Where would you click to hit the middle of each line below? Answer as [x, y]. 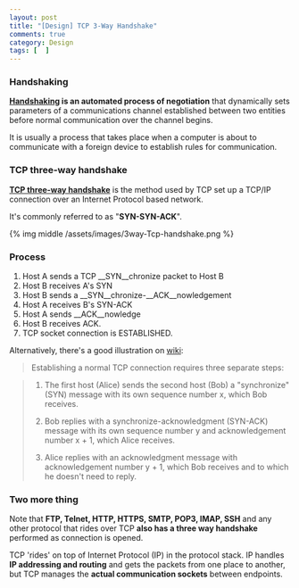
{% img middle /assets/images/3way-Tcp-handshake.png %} [122, 234]
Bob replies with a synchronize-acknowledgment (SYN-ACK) [156, 421]
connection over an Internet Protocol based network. [106, 199]
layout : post [33, 17]
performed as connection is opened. [76, 538]
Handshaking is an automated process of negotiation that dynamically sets [149, 101]
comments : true [37, 34]
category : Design [42, 42]
